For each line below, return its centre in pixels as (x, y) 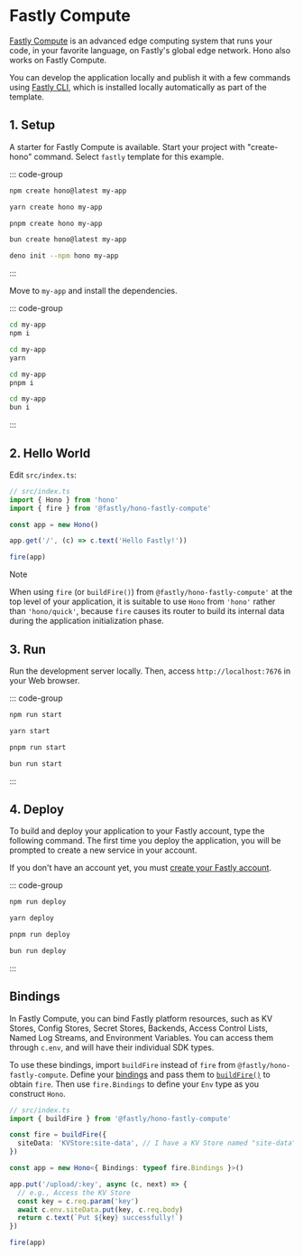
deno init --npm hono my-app (64, 256)
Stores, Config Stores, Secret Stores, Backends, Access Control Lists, (139, 1028)
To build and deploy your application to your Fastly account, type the (137, 831)
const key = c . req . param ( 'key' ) (78, 1201)
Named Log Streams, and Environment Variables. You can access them (142, 1037)
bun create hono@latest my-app (68, 240)
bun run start (36, 764)
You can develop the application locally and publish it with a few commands (150, 77)
